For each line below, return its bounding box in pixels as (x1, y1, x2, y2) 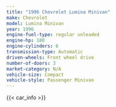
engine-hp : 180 (6, 37, 45, 43)
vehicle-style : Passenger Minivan (6, 77, 95, 83)
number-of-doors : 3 (6, 60, 56, 66)
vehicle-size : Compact (6, 72, 64, 78)
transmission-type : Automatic (6, 49, 84, 55)
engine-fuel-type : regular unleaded (6, 32, 100, 38)
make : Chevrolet (6, 15, 48, 21)
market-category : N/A (6, 65, 62, 72)
